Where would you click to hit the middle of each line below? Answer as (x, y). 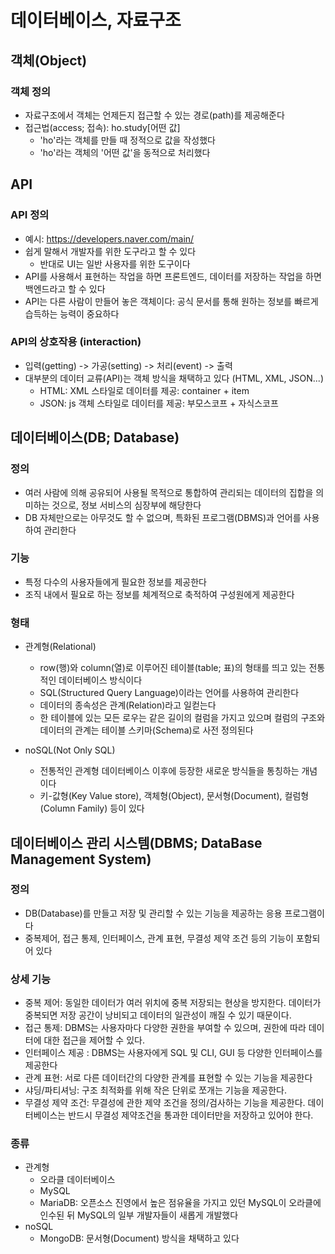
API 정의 (30, 215)
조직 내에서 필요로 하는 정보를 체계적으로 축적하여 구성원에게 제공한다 (159, 594)
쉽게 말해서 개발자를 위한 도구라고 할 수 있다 (110, 251)
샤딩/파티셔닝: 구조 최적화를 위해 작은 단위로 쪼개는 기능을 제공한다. (155, 1090)
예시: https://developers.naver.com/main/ (109, 238)
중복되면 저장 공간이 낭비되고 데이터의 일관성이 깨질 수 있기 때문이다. (158, 1015)
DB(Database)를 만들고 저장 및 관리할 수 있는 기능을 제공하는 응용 (153, 913)
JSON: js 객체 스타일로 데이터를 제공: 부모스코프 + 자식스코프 (159, 403)
